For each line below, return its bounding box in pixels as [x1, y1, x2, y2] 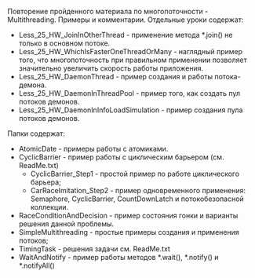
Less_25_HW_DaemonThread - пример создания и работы [18, 72, 213, 81]
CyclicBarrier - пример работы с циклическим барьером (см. [18, 152, 224, 162]
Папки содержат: [7, 129, 66, 138]
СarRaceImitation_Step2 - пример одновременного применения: [30, 186, 246, 195]
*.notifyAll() [18, 261, 56, 270]
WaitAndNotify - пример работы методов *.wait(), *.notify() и [18, 253, 219, 262]
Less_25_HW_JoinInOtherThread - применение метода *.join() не [18, 31, 233, 39]
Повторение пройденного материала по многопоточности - [7, 7, 209, 16]
